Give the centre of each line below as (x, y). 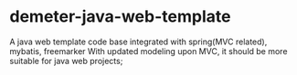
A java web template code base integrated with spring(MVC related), (138, 42)
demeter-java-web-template (120, 17)
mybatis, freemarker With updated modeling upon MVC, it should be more (148, 51)
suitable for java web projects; (66, 61)
